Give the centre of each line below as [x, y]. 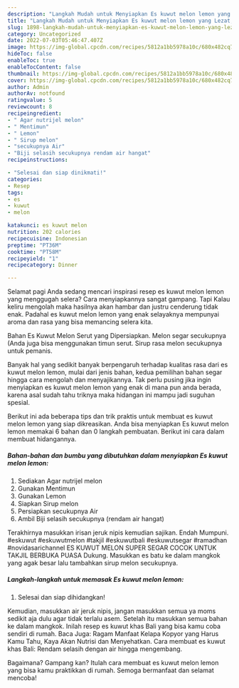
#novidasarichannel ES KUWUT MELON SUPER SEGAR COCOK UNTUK [112, 548]
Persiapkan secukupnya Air [58, 511]
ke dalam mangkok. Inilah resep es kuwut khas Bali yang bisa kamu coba [114, 626]
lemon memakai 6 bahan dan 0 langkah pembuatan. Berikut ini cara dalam [116, 431]
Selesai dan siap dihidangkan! [61, 597]
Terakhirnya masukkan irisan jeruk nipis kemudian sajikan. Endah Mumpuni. [118, 533]
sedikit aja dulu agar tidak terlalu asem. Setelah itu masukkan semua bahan [117, 619]
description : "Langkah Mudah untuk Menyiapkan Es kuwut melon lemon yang [119, 14]
